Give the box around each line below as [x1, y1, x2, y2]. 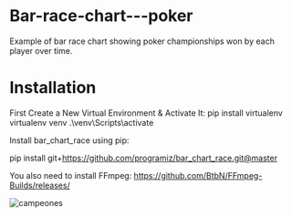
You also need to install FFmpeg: [9, 170, 132, 181]
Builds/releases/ [9, 180, 70, 191]
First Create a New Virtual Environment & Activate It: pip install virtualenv [9, 107, 283, 119]
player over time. [9, 45, 73, 56]
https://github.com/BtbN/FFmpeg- [133, 170, 263, 181]
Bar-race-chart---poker [9, 5, 193, 26]
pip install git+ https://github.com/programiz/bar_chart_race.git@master [9, 152, 278, 163]
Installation [9, 77, 97, 98]
